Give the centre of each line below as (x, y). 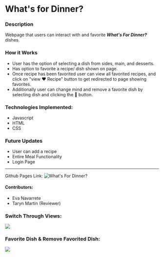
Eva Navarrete (26, 198)
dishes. (12, 40)
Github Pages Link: (24, 176)
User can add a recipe (34, 151)
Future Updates (24, 141)
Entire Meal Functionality (37, 157)
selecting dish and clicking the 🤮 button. (52, 94)
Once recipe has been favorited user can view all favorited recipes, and (84, 74)
